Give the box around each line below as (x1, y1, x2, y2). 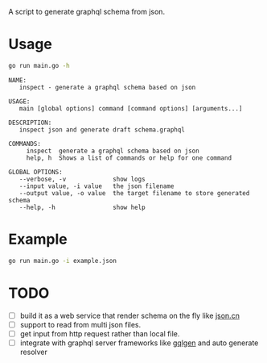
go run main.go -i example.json (8, 257, 117, 265)
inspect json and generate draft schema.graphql (18, 125, 185, 134)
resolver (19, 347, 48, 357)
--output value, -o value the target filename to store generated (18, 189, 250, 197)
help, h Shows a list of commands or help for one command (26, 153, 232, 162)
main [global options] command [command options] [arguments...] (18, 104, 243, 112)
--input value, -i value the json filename (18, 181, 175, 190)
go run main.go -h (8, 61, 70, 69)
